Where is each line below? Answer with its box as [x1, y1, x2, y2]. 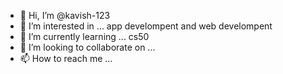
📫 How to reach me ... [19, 53, 113, 64]
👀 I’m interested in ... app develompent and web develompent [19, 20, 273, 32]
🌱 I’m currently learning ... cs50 [19, 31, 150, 42]
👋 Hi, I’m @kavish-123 [19, 10, 111, 21]
